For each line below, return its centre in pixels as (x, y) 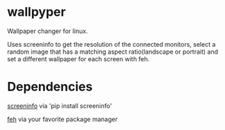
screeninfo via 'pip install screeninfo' (60, 106)
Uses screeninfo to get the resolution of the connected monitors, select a (111, 44)
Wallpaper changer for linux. (47, 31)
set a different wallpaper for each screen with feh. (79, 58)
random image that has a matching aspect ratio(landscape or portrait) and (113, 52)
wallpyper (36, 12)
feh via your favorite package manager (62, 119)
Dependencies (50, 87)
